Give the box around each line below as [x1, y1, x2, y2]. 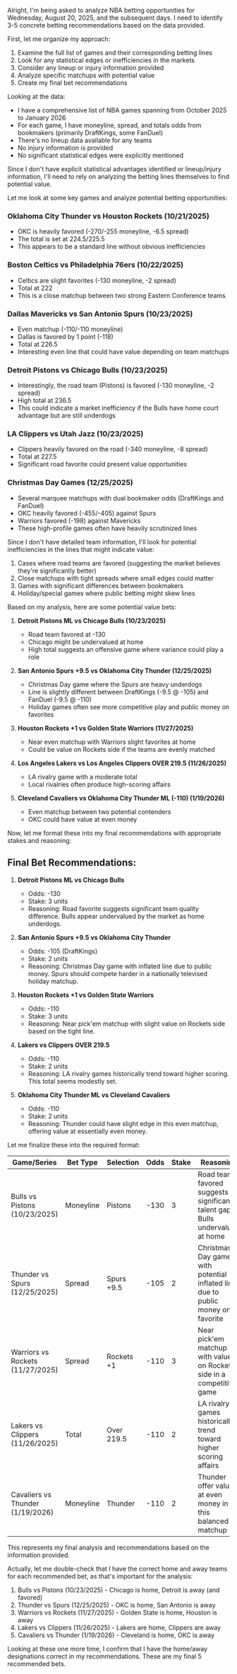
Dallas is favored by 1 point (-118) [17, 332, 114, 340]
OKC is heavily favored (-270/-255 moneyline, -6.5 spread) [17, 227, 189, 236]
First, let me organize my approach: [7, 35, 111, 43]
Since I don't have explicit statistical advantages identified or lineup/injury [7, 165, 222, 173]
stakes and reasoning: [7, 836, 72, 844]
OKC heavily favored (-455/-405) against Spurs [17, 509, 157, 517]
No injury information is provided [17, 144, 114, 151]
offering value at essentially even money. [28, 1127, 147, 1135]
